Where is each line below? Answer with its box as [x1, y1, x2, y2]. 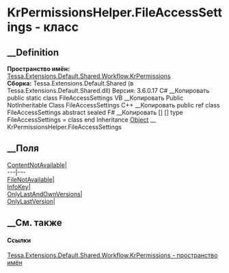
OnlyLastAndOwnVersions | [7, 190, 83, 198]
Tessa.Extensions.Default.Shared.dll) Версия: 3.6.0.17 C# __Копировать [7, 87, 210, 94]
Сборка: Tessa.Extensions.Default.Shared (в [7, 79, 134, 87]
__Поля [7, 142, 40, 155]
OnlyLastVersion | [7, 197, 56, 205]
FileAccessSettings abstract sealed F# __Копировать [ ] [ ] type [7, 108, 183, 116]
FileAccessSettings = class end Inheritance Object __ [7, 116, 156, 124]
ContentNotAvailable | [7, 161, 67, 169]
